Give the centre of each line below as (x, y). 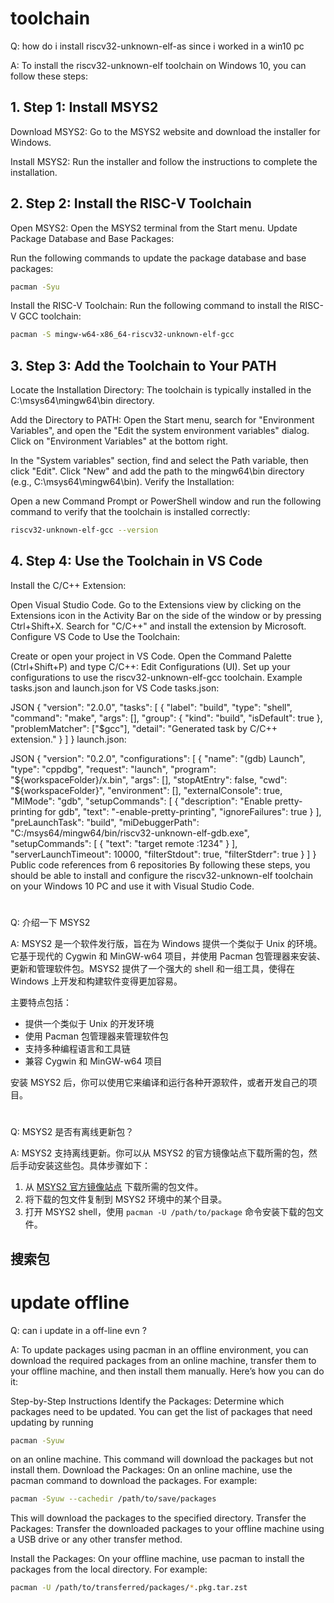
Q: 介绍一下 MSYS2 (50, 922)
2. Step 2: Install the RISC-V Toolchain (131, 203)
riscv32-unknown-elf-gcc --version (84, 530)
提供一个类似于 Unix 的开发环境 (89, 1023)
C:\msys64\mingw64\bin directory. (82, 401)
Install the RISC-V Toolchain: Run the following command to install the (154, 306)
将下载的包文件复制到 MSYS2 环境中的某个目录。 (126, 1199)
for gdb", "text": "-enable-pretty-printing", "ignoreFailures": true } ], (183, 811)
